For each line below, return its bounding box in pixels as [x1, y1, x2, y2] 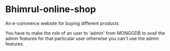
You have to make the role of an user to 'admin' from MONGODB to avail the [5, 30, 165, 36]
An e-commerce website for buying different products [5, 20, 119, 26]
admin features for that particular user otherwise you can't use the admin [5, 35, 159, 41]
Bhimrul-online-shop [5, 4, 96, 15]
